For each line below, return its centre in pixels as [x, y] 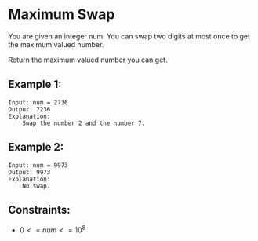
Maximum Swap [62, 15]
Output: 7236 [29, 109]
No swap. [36, 186]
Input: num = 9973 [38, 165]
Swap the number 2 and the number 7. [84, 123]
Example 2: [36, 147]
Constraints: [39, 210]
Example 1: [35, 84]
